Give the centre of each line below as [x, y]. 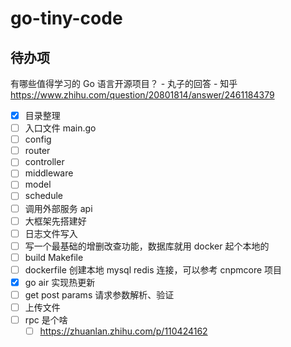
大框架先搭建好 [55, 221]
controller [44, 162]
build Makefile [54, 257]
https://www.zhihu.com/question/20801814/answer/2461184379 [142, 95]
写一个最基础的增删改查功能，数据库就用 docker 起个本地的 [147, 246]
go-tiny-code [66, 18]
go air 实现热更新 [60, 282]
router [37, 151]
